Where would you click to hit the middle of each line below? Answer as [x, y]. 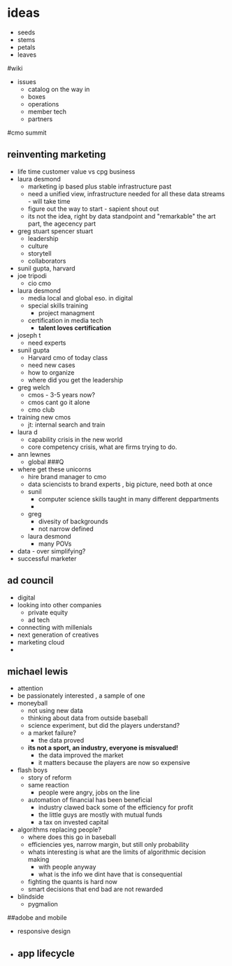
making [38, 860]
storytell [39, 253]
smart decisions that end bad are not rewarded [95, 889]
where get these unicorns [55, 469]
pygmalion [43, 904]
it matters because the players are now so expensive [114, 763]
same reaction [49, 785]
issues [27, 81]
